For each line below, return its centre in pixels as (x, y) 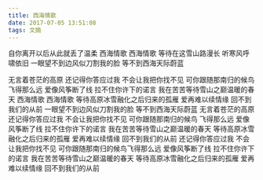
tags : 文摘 (25, 30)
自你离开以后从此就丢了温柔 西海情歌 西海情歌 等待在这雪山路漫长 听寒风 (126, 53)
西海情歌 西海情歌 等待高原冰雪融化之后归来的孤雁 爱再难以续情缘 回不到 (134, 100)
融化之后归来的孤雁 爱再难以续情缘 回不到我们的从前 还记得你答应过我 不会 (129, 139)
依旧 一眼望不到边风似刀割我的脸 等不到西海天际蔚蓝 (99, 63)
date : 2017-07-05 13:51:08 (52, 23)
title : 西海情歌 (32, 15)
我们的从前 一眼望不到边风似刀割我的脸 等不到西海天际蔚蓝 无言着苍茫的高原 (131, 109)
